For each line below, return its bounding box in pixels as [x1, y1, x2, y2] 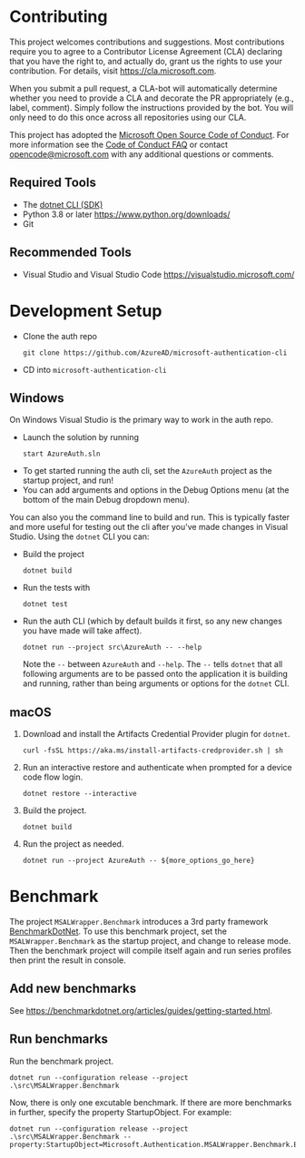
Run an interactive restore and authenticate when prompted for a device [22, 762, 292, 773]
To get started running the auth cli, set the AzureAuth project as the [22, 466, 272, 476]
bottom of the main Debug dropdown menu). [22, 495, 191, 505]
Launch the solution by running [22, 432, 139, 443]
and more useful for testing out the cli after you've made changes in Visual [9, 522, 289, 533]
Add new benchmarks [9, 981, 137, 996]
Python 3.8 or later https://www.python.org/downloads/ [22, 209, 231, 220]
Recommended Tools [9, 245, 132, 260]
